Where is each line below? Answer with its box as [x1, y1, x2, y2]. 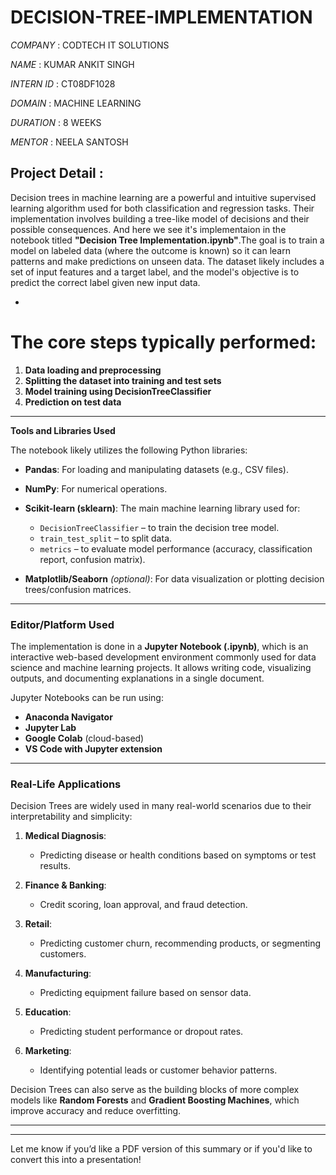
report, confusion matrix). [39, 553, 146, 565]
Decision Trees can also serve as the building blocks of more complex [10, 1084, 300, 1096]
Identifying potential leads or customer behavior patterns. [39, 1064, 278, 1076]
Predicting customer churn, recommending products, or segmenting [39, 937, 322, 950]
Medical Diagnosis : [24, 830, 107, 842]
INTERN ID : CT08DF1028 [10, 77, 116, 90]
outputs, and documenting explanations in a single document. [10, 672, 265, 684]
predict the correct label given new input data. [10, 276, 201, 288]
